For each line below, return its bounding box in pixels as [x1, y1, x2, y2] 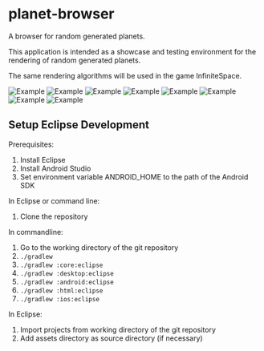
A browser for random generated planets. [8, 31, 146, 41]
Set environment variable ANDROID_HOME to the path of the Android [19, 171, 249, 181]
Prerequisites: [8, 139, 55, 149]
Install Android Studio [19, 163, 91, 173]
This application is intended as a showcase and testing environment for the [8, 46, 257, 56]
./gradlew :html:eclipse [19, 286, 104, 295]
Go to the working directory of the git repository [19, 242, 179, 252]
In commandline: [8, 227, 63, 236]
